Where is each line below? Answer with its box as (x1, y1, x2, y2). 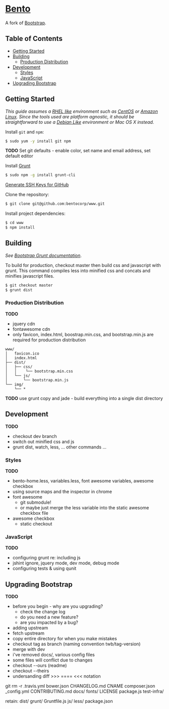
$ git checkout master (5, 283, 53, 288)
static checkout (20, 520, 52, 526)
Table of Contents (5, 34, 63, 43)
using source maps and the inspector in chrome (12, 489, 112, 495)
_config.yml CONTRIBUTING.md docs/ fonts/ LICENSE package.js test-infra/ (5, 688, 164, 694)
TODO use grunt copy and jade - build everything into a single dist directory (5, 395, 163, 401)
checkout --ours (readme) (12, 662, 67, 669)
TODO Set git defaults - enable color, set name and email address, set (5, 148, 151, 154)
